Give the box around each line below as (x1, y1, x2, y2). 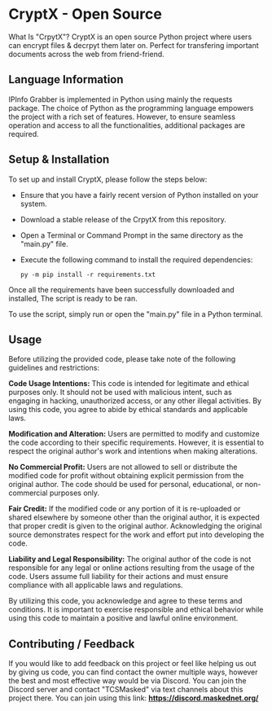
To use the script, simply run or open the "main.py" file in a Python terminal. (8, 309, 263, 318)
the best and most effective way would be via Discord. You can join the (8, 676, 247, 686)
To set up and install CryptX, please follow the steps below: (8, 174, 208, 184)
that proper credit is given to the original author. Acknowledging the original (8, 521, 262, 531)
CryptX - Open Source (8, 5, 163, 24)
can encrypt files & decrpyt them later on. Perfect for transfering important (8, 40, 259, 50)
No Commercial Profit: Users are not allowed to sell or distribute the (8, 462, 238, 472)
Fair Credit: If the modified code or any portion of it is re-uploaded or (8, 504, 241, 514)
